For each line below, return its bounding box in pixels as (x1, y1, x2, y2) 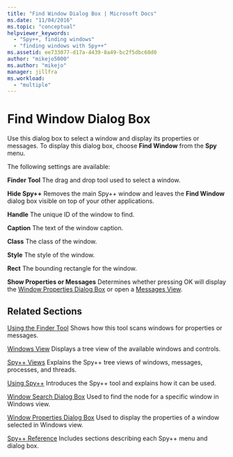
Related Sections (7, 305, 82, 317)
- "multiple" (13, 81, 51, 88)
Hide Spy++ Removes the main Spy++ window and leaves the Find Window (7, 189, 225, 198)
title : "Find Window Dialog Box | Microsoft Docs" (7, 10, 157, 17)
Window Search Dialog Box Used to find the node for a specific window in (7, 392, 219, 401)
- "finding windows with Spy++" (13, 42, 108, 49)
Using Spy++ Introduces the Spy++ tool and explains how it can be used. (7, 379, 217, 387)
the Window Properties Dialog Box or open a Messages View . (7, 285, 183, 294)
